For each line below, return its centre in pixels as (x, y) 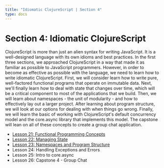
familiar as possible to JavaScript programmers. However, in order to (75, 68)
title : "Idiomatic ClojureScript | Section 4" (54, 10)
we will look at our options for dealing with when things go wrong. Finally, (79, 109)
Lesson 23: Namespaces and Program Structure (61, 144)
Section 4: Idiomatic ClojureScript (76, 38)
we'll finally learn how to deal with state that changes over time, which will (80, 88)
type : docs (16, 14)
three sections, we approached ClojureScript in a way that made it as (75, 62)
